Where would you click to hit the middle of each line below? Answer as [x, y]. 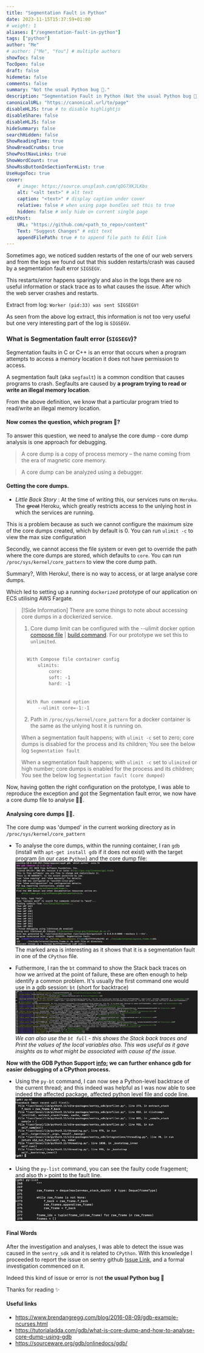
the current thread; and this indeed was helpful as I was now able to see [105, 1088]
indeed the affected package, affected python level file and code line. [102, 1094]
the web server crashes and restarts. [53, 293]
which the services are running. [55, 512]
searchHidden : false [32, 135]
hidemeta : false [27, 77]
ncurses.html [32, 1324]
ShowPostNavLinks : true [36, 154]
